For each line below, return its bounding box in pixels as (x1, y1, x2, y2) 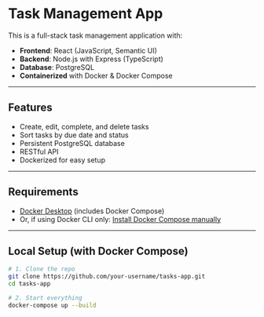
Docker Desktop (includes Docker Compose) (19, 206, 165, 216)
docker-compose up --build (8, 301, 97, 309)
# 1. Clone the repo (8, 265, 76, 273)
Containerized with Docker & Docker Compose (19, 71, 173, 80)
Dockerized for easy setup (19, 155, 106, 165)
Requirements (8, 185, 79, 199)
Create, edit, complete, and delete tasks (19, 122, 149, 131)
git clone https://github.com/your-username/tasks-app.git (8, 272, 206, 281)
